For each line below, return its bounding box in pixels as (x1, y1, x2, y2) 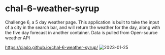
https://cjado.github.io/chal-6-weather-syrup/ (5, 44, 99, 50)
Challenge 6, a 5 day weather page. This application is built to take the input (5, 19, 159, 25)
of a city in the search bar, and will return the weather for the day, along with (5, 24, 161, 30)
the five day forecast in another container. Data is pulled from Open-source (5, 29, 158, 35)
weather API (5, 35, 30, 41)
